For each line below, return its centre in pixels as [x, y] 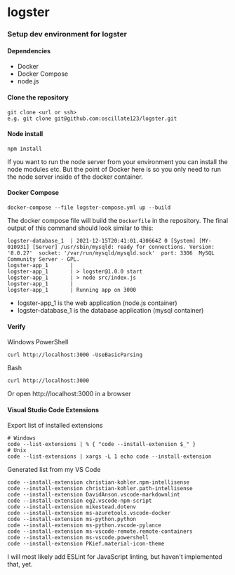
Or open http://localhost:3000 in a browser [69, 394]
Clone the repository [38, 97]
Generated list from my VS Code [54, 470]
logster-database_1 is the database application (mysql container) [110, 310]
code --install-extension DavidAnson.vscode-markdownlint [94, 495]
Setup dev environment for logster [67, 34]
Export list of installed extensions [55, 426]
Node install [25, 134]
